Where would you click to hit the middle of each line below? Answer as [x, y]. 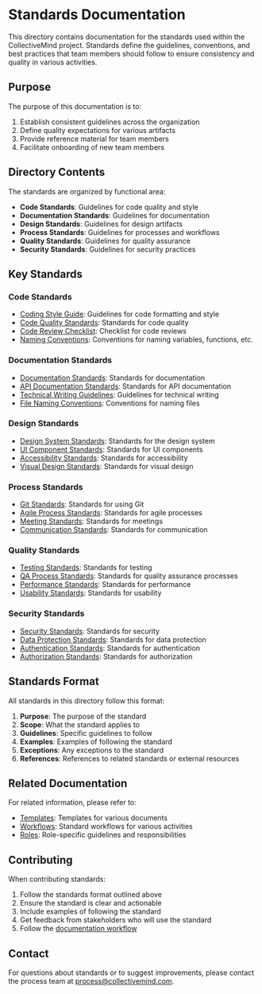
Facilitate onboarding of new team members [92, 147]
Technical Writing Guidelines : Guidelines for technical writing [119, 394]
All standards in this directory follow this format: [87, 700]
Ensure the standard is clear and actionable [91, 903]
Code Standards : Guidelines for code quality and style [109, 207]
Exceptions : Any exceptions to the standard [92, 749]
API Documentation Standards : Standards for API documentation [125, 386]
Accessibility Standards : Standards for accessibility [104, 458]
